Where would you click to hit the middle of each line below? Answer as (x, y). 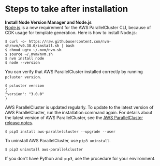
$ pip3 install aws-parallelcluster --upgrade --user (60, 132)
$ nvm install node (25, 58)
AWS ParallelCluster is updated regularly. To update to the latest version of (79, 107)
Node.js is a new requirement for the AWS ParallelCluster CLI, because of (78, 27)
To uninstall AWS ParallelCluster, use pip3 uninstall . (58, 140)
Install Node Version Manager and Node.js (48, 22)
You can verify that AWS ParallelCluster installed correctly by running (74, 72)
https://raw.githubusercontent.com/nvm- (70, 41)
